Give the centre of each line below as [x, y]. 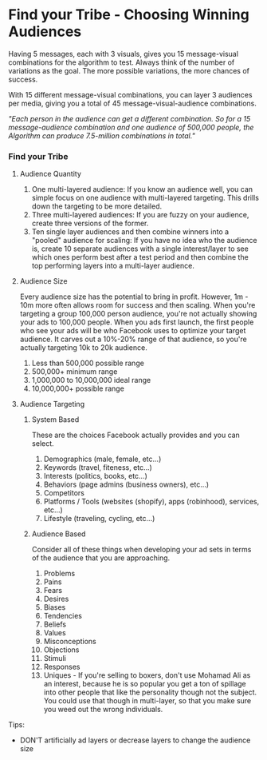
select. [43, 444]
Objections [61, 650]
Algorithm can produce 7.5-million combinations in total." [102, 135]
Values [55, 633]
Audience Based [59, 534]
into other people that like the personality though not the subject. [150, 692]
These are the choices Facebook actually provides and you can [136, 435]
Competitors [64, 493]
